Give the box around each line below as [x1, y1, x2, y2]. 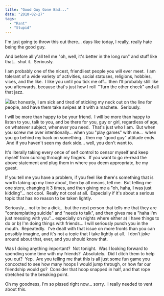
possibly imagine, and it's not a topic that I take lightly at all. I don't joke [5, 231, 150, 237]
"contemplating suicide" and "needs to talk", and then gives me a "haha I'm [5, 210, 157, 216]
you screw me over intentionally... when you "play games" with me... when [5, 129, 157, 135]
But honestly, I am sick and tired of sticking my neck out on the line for [10, 99, 152, 105]
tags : [5, 16, 16, 21]
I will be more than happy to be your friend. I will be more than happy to [5, 114, 150, 120]
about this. [5, 286, 27, 292]
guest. [5, 165, 18, 171]
